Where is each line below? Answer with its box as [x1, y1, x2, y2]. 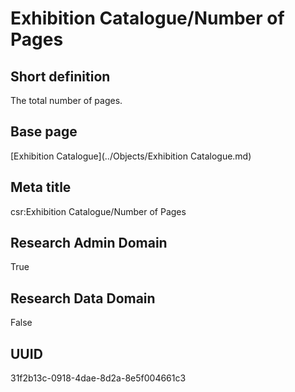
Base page [10, 123, 78, 141]
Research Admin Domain [10, 235, 168, 252]
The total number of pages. [10, 95, 123, 106]
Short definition [10, 68, 111, 85]
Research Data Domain [10, 290, 156, 307]
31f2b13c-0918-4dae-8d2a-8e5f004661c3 [10, 372, 187, 384]
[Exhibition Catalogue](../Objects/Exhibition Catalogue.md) [10, 150, 252, 162]
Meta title [10, 179, 72, 196]
